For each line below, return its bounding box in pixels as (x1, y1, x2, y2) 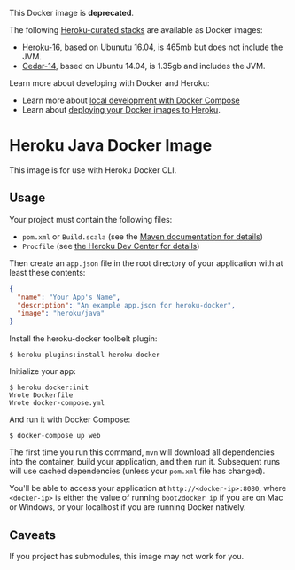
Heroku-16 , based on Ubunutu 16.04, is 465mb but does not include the (21, 42, 283, 52)
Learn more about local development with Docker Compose (21, 95, 241, 105)
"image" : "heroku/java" (17, 309, 105, 318)
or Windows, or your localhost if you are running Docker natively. (9, 502, 246, 512)
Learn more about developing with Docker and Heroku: (9, 78, 210, 88)
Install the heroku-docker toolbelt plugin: (9, 333, 158, 344)
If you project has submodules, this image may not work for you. (9, 550, 245, 561)
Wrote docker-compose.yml (9, 399, 105, 408)
